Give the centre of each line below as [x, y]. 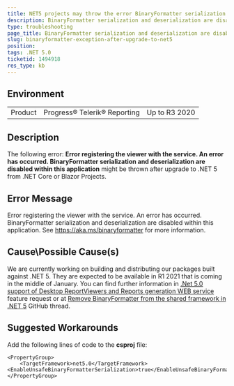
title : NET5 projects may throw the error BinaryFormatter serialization [117, 14]
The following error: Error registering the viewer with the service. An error [116, 154]
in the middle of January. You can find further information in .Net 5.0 [105, 283]
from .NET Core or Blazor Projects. [57, 177]
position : [22, 46]
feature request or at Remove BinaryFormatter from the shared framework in [117, 298]
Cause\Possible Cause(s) [63, 252]
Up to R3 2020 [171, 112]
